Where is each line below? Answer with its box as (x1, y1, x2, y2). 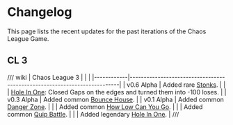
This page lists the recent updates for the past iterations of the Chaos (7, 27, 207, 35)
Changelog (7, 4, 72, 20)
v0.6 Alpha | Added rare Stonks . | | (126, 81, 226, 89)
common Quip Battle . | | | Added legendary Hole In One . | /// (7, 110, 179, 118)
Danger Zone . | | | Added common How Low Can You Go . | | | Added (7, 102, 203, 111)
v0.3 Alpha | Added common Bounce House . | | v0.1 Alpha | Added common (7, 95, 225, 103)
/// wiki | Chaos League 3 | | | (7, 73, 91, 81)
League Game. (7, 34, 49, 42)
